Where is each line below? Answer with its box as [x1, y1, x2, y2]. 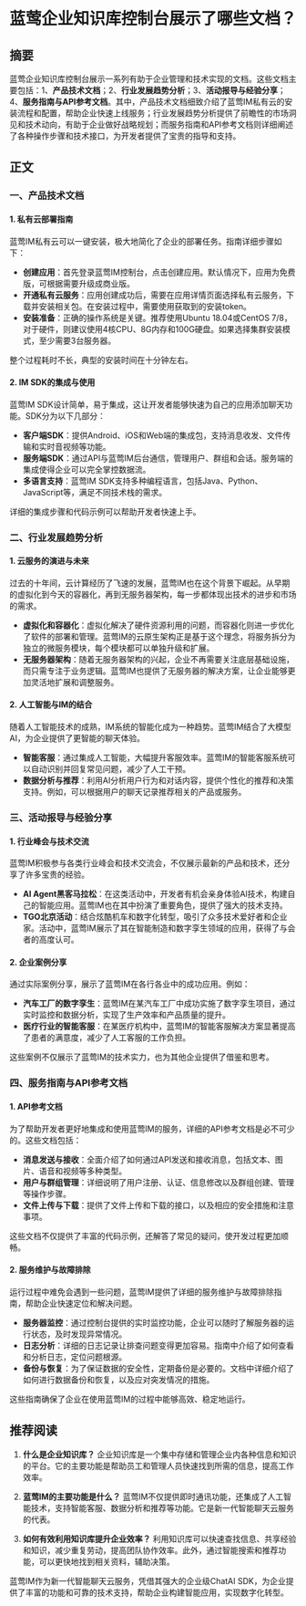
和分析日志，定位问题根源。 [22, 1351, 127, 1362]
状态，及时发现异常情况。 [30, 1329, 127, 1340]
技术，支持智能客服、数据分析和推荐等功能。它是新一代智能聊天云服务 [30, 1502, 294, 1513]
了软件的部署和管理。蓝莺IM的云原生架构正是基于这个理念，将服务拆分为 [22, 631, 296, 641]
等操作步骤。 [22, 1188, 71, 1199]
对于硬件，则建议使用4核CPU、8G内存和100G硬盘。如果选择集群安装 [22, 323, 283, 334]
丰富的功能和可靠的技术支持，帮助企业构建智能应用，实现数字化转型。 [25, 1587, 289, 1598]
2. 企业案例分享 [9, 956, 67, 967]
